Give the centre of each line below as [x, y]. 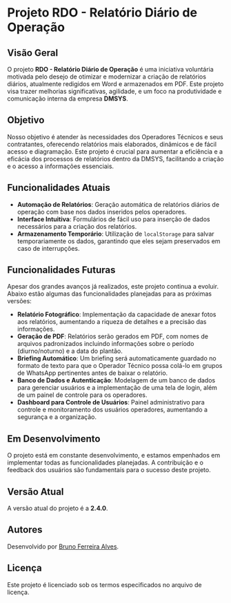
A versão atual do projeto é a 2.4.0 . [58, 509]
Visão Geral [33, 53]
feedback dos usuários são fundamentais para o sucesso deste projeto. [109, 470]
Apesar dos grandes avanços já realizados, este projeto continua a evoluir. [113, 287]
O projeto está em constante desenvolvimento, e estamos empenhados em [114, 456]
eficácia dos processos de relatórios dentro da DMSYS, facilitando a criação [115, 159]
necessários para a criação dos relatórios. [77, 226]
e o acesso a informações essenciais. [61, 166]
